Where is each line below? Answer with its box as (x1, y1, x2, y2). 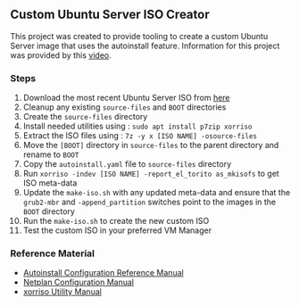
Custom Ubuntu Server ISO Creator (10, 7, 210, 22)
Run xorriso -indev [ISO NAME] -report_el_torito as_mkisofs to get (22, 169, 279, 179)
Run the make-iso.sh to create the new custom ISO (22, 216, 210, 227)
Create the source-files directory (22, 112, 148, 122)
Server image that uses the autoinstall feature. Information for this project (10, 40, 280, 51)
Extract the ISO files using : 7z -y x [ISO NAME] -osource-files (22, 130, 258, 141)
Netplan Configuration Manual (22, 277, 135, 288)
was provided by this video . (10, 49, 112, 61)
